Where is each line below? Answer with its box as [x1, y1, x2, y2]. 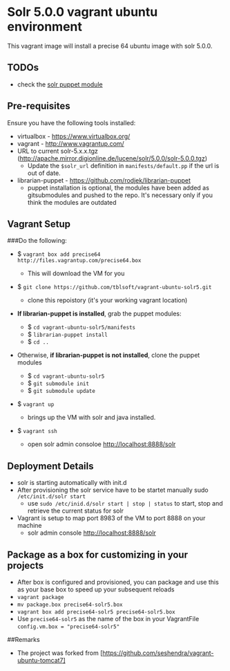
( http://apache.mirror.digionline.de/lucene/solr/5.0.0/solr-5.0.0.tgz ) [17, 154, 208, 163]
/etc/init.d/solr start [17, 493, 86, 500]
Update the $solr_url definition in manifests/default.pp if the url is [27, 161, 220, 169]
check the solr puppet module [17, 80, 103, 89]
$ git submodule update [27, 387, 95, 395]
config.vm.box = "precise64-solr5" [17, 623, 120, 630]
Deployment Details [7, 460, 94, 472]
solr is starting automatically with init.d [17, 479, 127, 487]
